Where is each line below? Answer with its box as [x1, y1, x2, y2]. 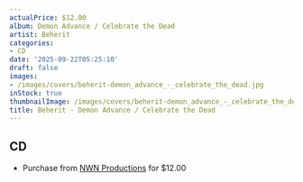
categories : [9, 38, 54, 48]
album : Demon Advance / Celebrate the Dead [9, 22, 176, 31]
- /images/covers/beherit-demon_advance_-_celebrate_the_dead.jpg [9, 80, 264, 89]
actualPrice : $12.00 [9, 13, 87, 23]
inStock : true [9, 88, 63, 97]
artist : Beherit [9, 30, 70, 39]
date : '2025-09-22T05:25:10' [9, 55, 119, 64]
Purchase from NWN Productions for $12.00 [22, 163, 187, 174]
